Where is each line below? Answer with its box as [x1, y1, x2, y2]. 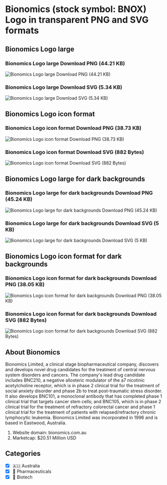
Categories [5, 449, 41, 458]
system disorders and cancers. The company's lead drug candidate [5, 372, 145, 378]
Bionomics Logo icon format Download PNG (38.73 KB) [5, 124, 142, 131]
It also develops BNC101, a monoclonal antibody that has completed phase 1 [5, 393, 162, 399]
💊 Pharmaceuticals [12, 468, 52, 474]
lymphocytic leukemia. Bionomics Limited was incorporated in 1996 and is [5, 414, 158, 420]
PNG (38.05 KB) [5, 281, 45, 288]
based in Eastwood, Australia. [5, 420, 67, 426]
